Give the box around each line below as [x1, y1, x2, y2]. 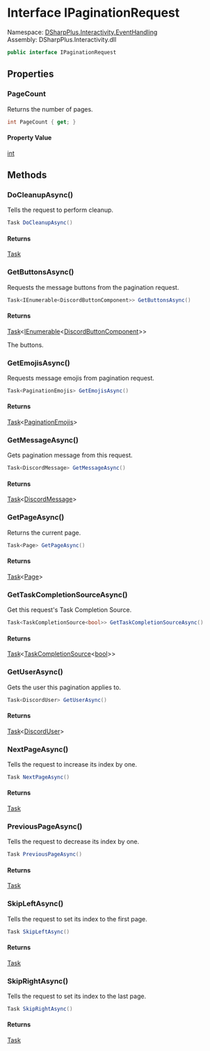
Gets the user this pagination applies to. [7, 683, 122, 691]
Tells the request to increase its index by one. [7, 760, 138, 768]
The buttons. [7, 340, 44, 349]
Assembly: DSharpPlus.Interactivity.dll [7, 35, 117, 43]
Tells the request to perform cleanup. [7, 206, 113, 214]
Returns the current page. [7, 528, 81, 537]
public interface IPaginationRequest [7, 49, 117, 56]
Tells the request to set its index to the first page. [7, 914, 147, 923]
